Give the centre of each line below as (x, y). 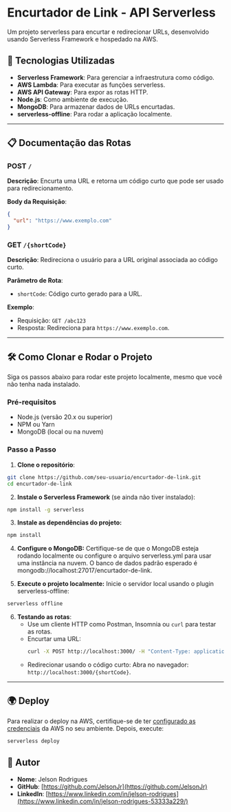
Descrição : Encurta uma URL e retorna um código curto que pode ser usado (115, 181)
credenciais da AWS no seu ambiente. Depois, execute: (85, 728)
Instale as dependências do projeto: (69, 522)
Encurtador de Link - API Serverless (112, 13)
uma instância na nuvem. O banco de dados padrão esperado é (107, 563)
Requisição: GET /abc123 (51, 321)
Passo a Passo (32, 449)
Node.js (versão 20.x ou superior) (65, 417)
